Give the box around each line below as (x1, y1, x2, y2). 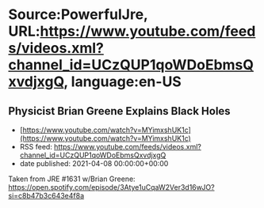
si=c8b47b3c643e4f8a (8, 191, 85, 200)
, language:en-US (63, 73, 182, 91)
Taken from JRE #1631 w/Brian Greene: (8, 174, 136, 183)
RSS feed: (19, 142, 53, 151)
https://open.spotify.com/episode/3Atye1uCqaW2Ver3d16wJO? (8, 183, 216, 191)
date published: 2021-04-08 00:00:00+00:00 (19, 159, 169, 168)
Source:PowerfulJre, (8, 6, 148, 24)
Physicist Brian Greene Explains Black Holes (8, 104, 231, 118)
